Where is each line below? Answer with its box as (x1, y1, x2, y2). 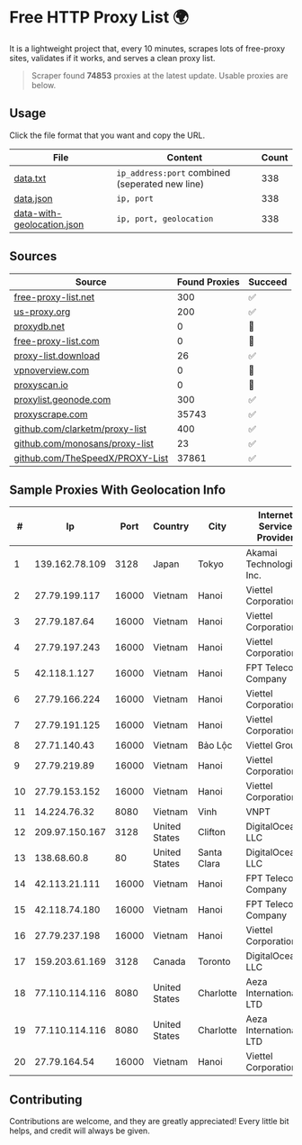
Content (166, 150, 203, 163)
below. (31, 79, 57, 90)
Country (152, 520, 190, 532)
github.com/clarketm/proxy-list (13, 423, 147, 435)
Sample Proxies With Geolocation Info (9, 482, 226, 497)
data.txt (13, 172, 47, 185)
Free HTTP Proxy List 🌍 (9, 7, 190, 28)
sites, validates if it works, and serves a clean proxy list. (9, 52, 216, 63)
